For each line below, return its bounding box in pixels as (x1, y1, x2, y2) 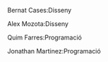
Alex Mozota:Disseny (7, 20, 69, 27)
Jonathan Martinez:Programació (7, 47, 101, 55)
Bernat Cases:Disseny (7, 6, 72, 14)
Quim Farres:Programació (7, 33, 83, 42)
